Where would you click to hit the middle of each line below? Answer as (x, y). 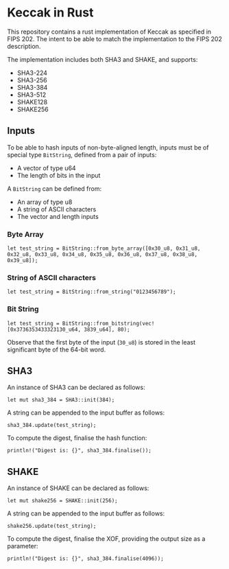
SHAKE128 (32, 102)
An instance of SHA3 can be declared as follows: (76, 387)
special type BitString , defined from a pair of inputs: (82, 154)
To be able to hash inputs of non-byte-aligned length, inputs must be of (108, 147)
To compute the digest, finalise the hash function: (77, 438)
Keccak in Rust (50, 13)
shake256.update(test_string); (52, 526)
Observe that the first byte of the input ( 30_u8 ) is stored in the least (101, 342)
